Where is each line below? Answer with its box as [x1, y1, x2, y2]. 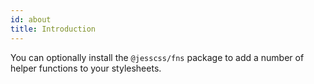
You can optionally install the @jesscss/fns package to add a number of [10, 51, 305, 63]
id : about [10, 14, 52, 25]
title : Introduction [10, 24, 97, 34]
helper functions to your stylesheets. [10, 62, 162, 74]
